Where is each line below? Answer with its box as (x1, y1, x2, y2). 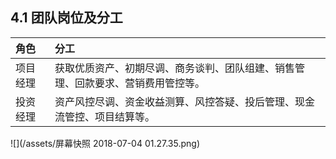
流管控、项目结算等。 (54, 109, 156, 123)
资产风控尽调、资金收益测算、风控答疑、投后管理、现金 (54, 94, 316, 108)
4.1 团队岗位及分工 (10, 9, 123, 27)
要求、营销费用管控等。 (94, 76, 206, 90)
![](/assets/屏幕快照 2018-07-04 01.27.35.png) (10, 137, 200, 149)
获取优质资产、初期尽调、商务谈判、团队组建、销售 (54, 61, 296, 75)
